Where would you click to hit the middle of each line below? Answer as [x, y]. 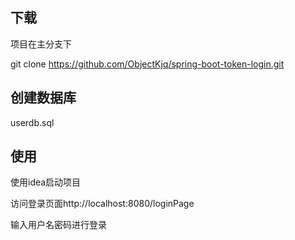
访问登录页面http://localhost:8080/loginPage [102, 204]
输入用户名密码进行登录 [58, 225]
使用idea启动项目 [46, 182]
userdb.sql [32, 122]
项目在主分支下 [41, 44]
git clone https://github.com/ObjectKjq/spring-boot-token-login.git [147, 64]
